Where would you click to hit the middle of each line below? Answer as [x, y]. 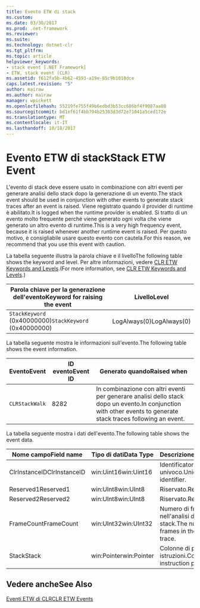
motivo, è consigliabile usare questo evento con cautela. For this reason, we [99, 238]
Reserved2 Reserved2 [40, 499]
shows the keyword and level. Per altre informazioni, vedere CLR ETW [92, 262]
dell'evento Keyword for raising [58, 297]
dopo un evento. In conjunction [139, 404]
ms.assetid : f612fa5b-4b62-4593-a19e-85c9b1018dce [70, 78]
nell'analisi [174, 516]
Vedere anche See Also [49, 584]
